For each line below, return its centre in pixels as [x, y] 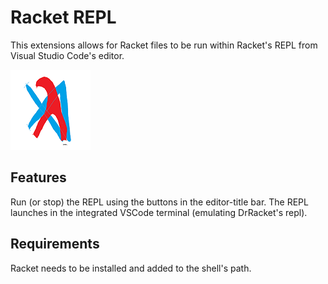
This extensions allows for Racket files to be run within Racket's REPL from [164, 45]
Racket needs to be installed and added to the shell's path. [131, 268]
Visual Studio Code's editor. [67, 55]
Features [38, 177]
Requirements [55, 244]
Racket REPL [63, 17]
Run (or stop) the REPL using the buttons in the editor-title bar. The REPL [159, 202]
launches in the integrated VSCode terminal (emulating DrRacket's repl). [159, 212]
